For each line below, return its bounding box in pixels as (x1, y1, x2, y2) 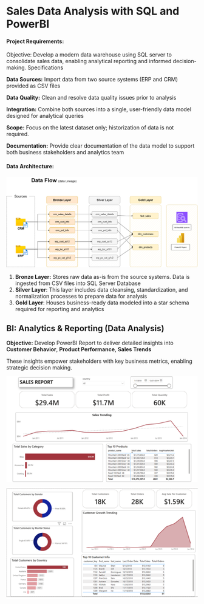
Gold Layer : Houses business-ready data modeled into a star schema (15, 299, 189, 306)
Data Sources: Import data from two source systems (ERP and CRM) (6, 76, 178, 83)
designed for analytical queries (6, 112, 84, 120)
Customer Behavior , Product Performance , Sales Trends (6, 346, 152, 353)
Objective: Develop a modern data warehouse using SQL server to (6, 51, 172, 58)
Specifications (27, 64, 64, 71)
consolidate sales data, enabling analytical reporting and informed (6, 58, 172, 65)
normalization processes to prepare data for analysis (15, 293, 148, 300)
